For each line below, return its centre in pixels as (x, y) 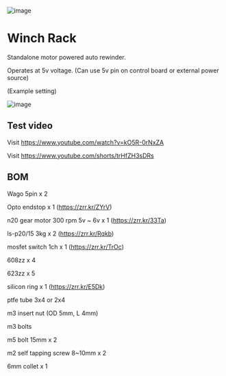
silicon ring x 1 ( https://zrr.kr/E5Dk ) (56, 286)
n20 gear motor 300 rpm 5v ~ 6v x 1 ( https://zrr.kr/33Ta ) (87, 220)
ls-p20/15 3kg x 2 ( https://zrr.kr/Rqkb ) (61, 234)
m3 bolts (20, 326)
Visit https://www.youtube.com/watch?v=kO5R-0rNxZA (86, 142)
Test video (30, 126)
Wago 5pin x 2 (27, 193)
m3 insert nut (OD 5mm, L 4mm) (53, 313)
